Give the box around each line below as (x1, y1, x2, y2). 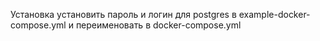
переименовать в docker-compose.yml (75, 19, 242, 31)
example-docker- (238, 9, 311, 20)
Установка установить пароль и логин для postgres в (10, 9, 237, 20)
